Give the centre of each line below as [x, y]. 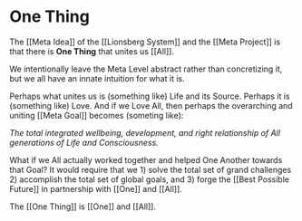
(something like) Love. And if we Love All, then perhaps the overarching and [151, 105]
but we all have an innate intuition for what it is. [97, 78]
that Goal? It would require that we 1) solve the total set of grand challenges [151, 169]
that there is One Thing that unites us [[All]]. [92, 51]
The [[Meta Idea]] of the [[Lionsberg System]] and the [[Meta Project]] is [145, 42]
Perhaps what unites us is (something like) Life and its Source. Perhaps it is [150, 96]
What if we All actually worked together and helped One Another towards [146, 159]
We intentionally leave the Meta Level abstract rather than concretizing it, [146, 69]
